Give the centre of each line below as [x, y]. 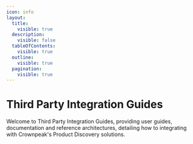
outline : [23, 57]
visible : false [37, 40]
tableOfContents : [34, 46]
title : [20, 23]
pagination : [27, 69]
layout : [16, 18]
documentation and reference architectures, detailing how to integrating [96, 128]
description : [28, 35]
